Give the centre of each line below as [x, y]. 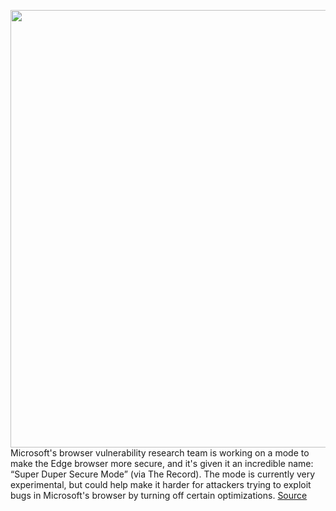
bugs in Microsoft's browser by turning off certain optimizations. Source [159, 495]
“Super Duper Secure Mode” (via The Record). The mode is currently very [163, 474]
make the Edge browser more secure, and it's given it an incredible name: [162, 463]
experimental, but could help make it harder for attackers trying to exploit [161, 484]
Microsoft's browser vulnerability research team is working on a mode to [160, 453]
